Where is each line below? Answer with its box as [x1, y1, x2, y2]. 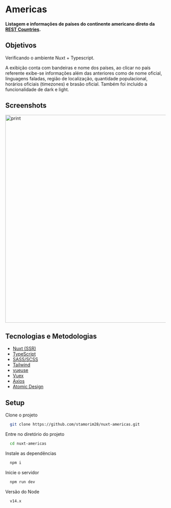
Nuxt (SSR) [12, 345, 37, 351]
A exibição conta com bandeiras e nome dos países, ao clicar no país [5, 64, 151, 71]
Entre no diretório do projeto [5, 431, 65, 437]
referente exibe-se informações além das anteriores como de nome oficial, [5, 70, 162, 76]
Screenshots [5, 101, 47, 109]
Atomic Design [12, 384, 44, 390]
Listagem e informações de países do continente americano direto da [5, 20, 155, 27]
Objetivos [5, 41, 37, 50]
